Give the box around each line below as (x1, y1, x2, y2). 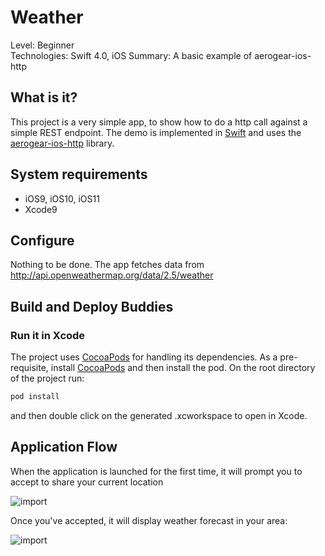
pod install (10, 392, 60, 402)
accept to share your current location (10, 476, 164, 488)
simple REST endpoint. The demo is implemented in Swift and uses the (10, 126, 302, 138)
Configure (10, 232, 75, 249)
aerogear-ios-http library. (10, 137, 115, 149)
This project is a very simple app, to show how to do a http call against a (10, 116, 308, 128)
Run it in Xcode (10, 328, 86, 342)
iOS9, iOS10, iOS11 (24, 192, 100, 205)
